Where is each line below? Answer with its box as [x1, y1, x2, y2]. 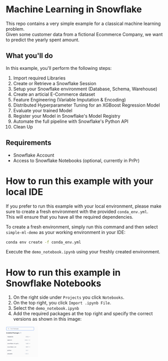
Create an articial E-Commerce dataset [13, 91, 96, 97]
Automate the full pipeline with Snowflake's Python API [13, 118, 129, 124]
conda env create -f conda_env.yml [6, 240, 81, 245]
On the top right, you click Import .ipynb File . [13, 300, 111, 306]
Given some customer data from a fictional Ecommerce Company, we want [6, 31, 163, 37]
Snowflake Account [13, 152, 54, 158]
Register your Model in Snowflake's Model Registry [13, 113, 121, 119]
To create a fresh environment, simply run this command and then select [6, 223, 158, 230]
